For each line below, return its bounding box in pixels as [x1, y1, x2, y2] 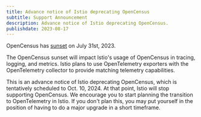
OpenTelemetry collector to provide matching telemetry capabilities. [6, 67, 175, 74]
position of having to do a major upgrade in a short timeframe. [6, 104, 161, 112]
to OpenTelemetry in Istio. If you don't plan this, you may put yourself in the [6, 98, 193, 105]
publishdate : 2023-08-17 [6, 25, 69, 32]
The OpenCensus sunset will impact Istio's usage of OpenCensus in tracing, [6, 54, 196, 61]
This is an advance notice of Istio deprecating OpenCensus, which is [6, 78, 177, 86]
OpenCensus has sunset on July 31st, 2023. [6, 42, 116, 49]
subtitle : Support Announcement [6, 14, 88, 21]
